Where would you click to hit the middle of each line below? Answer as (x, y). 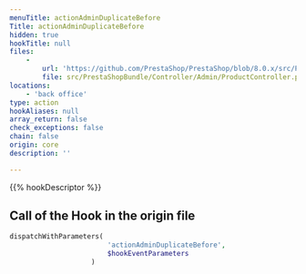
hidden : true (34, 35)
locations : (30, 86)
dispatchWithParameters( (56, 237)
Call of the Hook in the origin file (102, 216)
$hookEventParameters (148, 254)
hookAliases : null (44, 111)
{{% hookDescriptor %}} (56, 187)
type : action (34, 102)
